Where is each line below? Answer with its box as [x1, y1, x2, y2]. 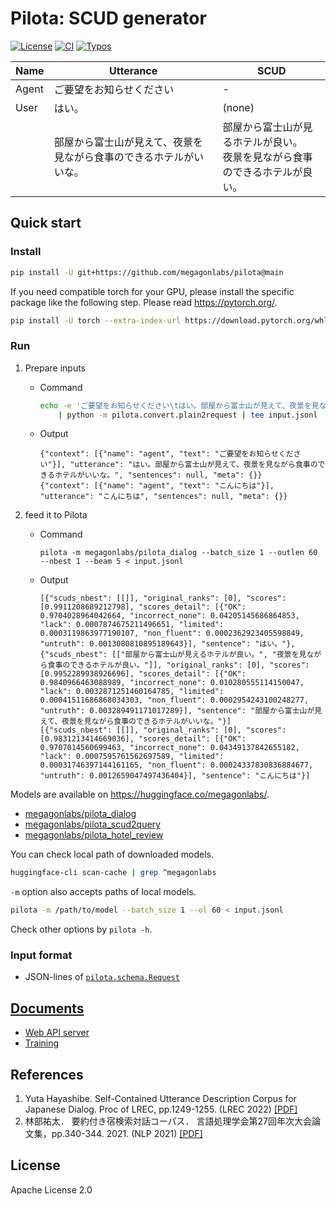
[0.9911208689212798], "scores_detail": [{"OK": [39, 602, 247, 612]
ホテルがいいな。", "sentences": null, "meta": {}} [54, 470, 263, 481]
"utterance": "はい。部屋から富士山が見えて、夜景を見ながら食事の [69, 460, 318, 470]
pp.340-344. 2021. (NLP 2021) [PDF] [51, 1128, 203, 1140]
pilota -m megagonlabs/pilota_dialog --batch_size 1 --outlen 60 [39, 548, 318, 558]
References [10, 1066, 84, 1083]
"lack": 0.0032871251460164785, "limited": [39, 687, 225, 697]
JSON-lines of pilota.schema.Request [24, 971, 180, 983]
